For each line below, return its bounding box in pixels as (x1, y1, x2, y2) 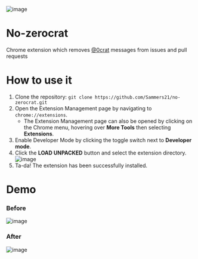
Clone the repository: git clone (14, 93, 92, 100)
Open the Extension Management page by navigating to (14, 104, 152, 112)
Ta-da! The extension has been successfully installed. (14, 162, 148, 169)
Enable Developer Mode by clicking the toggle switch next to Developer (14, 136, 192, 143)
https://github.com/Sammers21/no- (94, 94, 181, 100)
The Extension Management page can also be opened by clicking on (23, 117, 193, 125)
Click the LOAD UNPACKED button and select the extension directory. (14, 149, 187, 156)
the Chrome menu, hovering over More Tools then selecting (23, 124, 171, 131)
